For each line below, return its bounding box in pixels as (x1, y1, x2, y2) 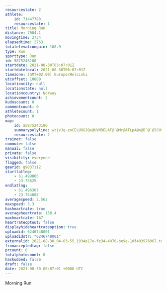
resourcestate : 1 (14, 21, 50, 26)
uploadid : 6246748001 (5, 229, 50, 234)
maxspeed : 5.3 (5, 201, 35, 206)
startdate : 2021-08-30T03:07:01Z (5, 63, 75, 68)
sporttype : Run (5, 53, 37, 59)
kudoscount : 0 (5, 100, 35, 105)
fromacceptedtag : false (5, 243, 55, 248)
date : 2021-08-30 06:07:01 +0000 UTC (5, 266, 83, 271)
